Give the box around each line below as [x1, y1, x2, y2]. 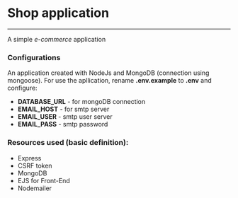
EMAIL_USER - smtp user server [17, 112, 113, 121]
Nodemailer [17, 184, 52, 192]
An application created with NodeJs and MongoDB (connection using [7, 69, 210, 77]
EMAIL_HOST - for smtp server [17, 105, 110, 114]
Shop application [7, 5, 110, 21]
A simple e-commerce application [7, 35, 106, 43]
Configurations [7, 52, 61, 62]
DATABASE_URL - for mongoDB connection [17, 98, 146, 106]
